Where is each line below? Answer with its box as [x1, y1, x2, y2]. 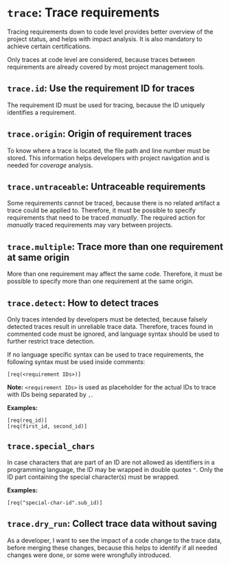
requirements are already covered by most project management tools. [7, 63, 205, 71]
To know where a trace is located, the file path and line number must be [7, 146, 211, 155]
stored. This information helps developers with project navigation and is [7, 153, 210, 162]
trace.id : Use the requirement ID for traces [7, 82, 195, 94]
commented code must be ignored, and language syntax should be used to [7, 330, 220, 338]
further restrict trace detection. [7, 337, 95, 345]
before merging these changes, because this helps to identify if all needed [7, 543, 218, 552]
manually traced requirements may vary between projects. [7, 221, 173, 229]
